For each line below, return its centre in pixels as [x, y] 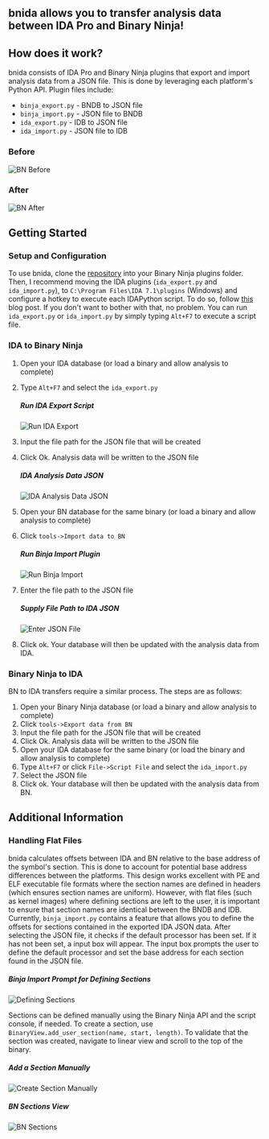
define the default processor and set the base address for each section [126, 952]
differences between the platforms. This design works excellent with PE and [134, 875]
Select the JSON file [53, 775]
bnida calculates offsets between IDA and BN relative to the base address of [134, 858]
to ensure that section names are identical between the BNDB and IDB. [125, 910]
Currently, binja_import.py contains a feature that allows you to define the [131, 918]
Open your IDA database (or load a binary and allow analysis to [124, 363]
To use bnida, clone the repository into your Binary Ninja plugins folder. [126, 274]
